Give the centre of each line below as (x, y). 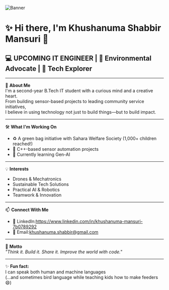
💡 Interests (17, 169)
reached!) (23, 144)
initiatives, (16, 107)
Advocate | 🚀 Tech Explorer (49, 69)
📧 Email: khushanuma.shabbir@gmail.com (55, 232)
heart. (11, 96)
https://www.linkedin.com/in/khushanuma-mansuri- (89, 221)
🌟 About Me (18, 85)
